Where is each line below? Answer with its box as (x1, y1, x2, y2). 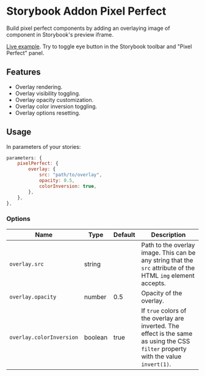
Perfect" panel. (6, 49, 45, 56)
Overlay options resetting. (15, 109, 81, 117)
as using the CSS (141, 337, 190, 345)
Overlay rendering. (15, 83, 63, 90)
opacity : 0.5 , (38, 178, 75, 184)
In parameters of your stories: (6, 143, 81, 150)
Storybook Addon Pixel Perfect (6, 4, 167, 18)
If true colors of (141, 306, 187, 315)
